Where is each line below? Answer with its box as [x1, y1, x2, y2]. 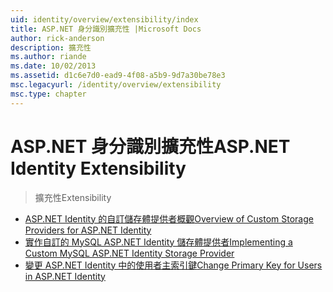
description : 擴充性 [10, 42, 92, 53]
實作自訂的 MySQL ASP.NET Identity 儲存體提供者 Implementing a [24, 236, 293, 248]
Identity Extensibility [10, 157, 187, 180]
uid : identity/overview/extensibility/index [10, 14, 199, 25]
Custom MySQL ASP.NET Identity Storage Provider [24, 247, 235, 259]
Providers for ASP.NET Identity [24, 224, 152, 236]
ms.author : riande [10, 52, 87, 62]
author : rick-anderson [10, 33, 105, 43]
